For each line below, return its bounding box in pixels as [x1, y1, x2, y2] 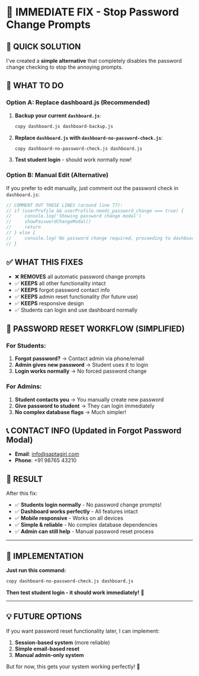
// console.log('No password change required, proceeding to [6, 235, 171, 241]
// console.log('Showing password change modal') [6, 213, 142, 219]
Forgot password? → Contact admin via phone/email [14, 355, 145, 362]
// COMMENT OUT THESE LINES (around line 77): [6, 202, 123, 208]
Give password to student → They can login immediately [14, 402, 155, 409]
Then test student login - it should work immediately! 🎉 [6, 589, 145, 596]
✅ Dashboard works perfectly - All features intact [14, 508, 138, 515]
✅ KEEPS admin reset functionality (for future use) [14, 293, 138, 300]
